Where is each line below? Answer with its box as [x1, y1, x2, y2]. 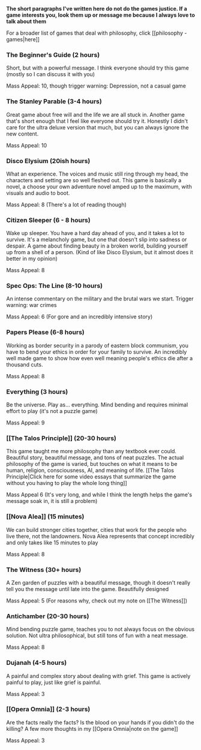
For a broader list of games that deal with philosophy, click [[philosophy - [6, 29, 187, 37]
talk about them [6, 18, 47, 25]
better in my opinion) [6, 255, 58, 263]
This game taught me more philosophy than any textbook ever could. [6, 448, 177, 455]
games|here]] [6, 36, 40, 43]
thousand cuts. [6, 361, 43, 368]
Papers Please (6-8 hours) [6, 328, 85, 336]
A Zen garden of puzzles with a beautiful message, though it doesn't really [6, 579, 191, 586]
